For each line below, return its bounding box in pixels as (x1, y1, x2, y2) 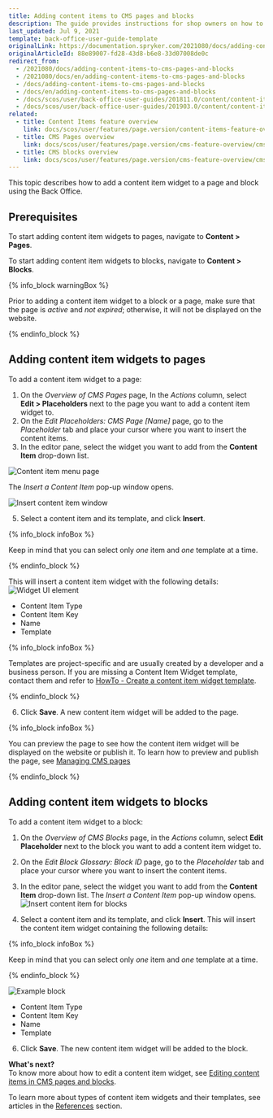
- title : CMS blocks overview (15, 148, 118, 156)
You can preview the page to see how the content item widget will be (8, 738, 240, 748)
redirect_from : (8, 58, 60, 66)
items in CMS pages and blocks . (8, 1077, 116, 1086)
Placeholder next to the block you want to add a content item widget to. (19, 841, 262, 850)
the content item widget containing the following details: (19, 923, 209, 933)
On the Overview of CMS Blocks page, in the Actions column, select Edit (19, 833, 264, 842)
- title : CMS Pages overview (15, 133, 115, 141)
